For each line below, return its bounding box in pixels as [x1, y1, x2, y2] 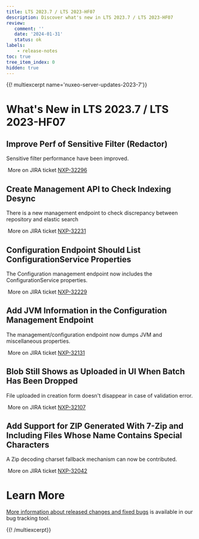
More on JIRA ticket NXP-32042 [7, 467, 88, 475]
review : [6, 20, 26, 26]
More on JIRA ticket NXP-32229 [7, 288, 87, 295]
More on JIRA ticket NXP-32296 [7, 167, 87, 174]
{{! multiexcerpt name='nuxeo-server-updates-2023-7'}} [6, 81, 147, 88]
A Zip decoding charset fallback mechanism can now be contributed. [6, 455, 177, 463]
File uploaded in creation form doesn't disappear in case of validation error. [6, 392, 194, 399]
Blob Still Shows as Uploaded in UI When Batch [6, 366, 185, 377]
